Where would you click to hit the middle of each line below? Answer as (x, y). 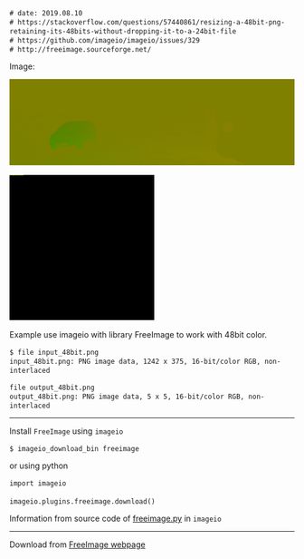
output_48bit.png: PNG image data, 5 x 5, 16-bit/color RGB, (127, 397)
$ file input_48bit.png (54, 353)
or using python (39, 466)
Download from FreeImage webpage (78, 544)
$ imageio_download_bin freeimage (75, 449)
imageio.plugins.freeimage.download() (82, 502)
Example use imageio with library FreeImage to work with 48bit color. (138, 335)
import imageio (38, 484)
